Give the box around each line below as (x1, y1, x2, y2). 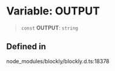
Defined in (6, 42, 47, 52)
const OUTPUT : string (21, 24, 79, 31)
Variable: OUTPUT (6, 4, 100, 18)
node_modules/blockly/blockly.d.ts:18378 (6, 57, 110, 64)
